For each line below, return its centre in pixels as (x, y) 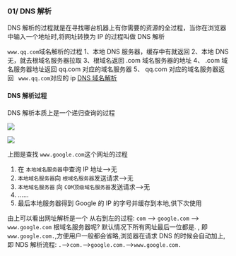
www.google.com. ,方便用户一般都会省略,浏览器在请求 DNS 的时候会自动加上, (116, 236)
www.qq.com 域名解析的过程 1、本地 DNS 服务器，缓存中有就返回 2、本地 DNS (118, 51)
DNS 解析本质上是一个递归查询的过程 (61, 112)
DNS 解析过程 (27, 95)
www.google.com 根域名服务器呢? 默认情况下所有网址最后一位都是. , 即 (108, 226)
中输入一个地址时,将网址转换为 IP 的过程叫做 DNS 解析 (86, 37)
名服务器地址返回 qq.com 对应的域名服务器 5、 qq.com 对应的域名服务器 (113, 69)
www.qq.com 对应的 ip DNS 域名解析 (68, 78)
